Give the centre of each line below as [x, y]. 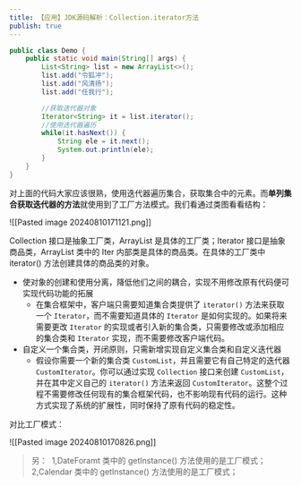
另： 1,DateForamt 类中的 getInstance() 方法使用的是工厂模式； [148, 460]
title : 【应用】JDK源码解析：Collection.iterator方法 [104, 17]
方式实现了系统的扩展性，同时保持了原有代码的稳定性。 [138, 405]
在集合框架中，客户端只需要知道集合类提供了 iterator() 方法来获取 [160, 304]
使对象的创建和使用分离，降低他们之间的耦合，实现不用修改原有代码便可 [155, 282]
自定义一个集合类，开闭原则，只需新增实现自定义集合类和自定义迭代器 [152, 349]
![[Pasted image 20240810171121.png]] [81, 222]
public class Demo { [48, 50]
